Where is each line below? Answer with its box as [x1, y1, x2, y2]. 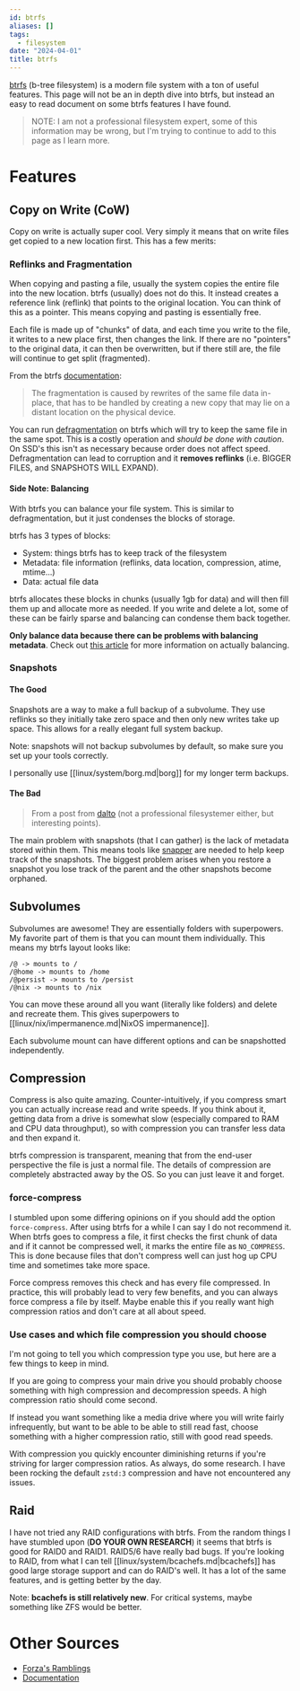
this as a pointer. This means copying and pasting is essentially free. [9, 307, 261, 318]
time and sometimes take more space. [9, 1259, 150, 1271]
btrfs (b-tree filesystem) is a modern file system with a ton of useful [9, 80, 260, 90]
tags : [9, 30, 30, 39]
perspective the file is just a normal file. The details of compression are [9, 1159, 271, 1170]
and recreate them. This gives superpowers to [9, 1008, 180, 1019]
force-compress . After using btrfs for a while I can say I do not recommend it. [9, 1221, 292, 1232]
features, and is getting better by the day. [9, 1574, 162, 1585]
